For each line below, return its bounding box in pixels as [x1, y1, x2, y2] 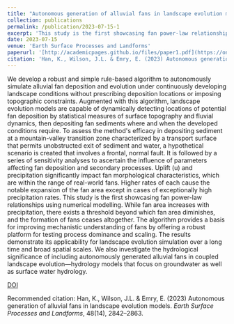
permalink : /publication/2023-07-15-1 [7, 23, 120, 30]
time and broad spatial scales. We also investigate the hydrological [7, 245, 198, 253]
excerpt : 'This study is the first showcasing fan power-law [7, 29, 189, 37]
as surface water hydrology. [7, 267, 88, 275]
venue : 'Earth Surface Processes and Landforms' [7, 43, 151, 49]
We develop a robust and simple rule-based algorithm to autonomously [7, 75, 211, 83]
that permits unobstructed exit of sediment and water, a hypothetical [7, 141, 204, 150]
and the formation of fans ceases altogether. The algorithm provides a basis [7, 215, 225, 224]
